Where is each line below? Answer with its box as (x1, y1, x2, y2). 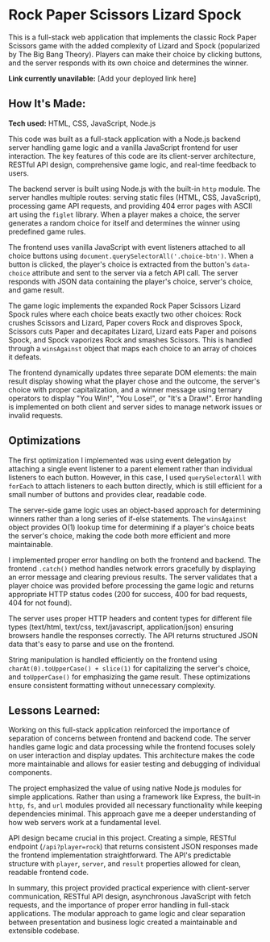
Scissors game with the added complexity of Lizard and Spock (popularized (8, 40, 260, 50)
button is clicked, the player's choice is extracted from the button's (8, 259, 231, 269)
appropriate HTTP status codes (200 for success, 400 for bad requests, (8, 589, 247, 599)
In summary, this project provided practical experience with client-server (8, 883, 250, 893)
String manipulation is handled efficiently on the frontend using (8, 654, 218, 664)
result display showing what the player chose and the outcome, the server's (8, 376, 260, 386)
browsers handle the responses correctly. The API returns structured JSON (8, 630, 259, 640)
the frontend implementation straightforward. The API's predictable (8, 850, 231, 860)
